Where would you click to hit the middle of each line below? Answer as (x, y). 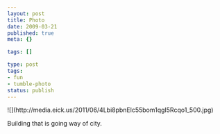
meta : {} (20, 40)
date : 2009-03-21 (32, 26)
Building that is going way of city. (55, 124)
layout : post (26, 14)
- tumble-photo (29, 84)
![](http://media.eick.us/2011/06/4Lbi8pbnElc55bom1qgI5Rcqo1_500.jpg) (110, 110)
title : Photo (26, 20)
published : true (31, 33)
